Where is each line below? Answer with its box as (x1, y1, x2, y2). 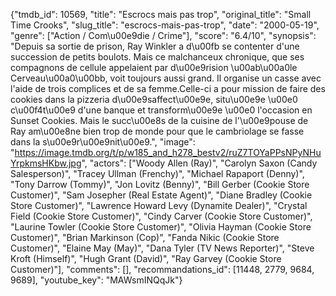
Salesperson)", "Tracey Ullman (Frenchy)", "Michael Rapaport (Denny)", (10, 168, 305, 179)
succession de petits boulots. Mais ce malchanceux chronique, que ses (10, 51, 305, 63)
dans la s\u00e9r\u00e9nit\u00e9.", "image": (10, 136, 196, 148)
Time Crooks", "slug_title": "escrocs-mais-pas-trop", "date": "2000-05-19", (10, 19, 320, 31)
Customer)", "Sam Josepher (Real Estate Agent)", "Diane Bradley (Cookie (10, 189, 313, 201)
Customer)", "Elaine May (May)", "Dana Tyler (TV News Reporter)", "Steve (10, 242, 315, 254)
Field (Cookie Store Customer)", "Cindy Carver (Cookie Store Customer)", (10, 210, 313, 222)
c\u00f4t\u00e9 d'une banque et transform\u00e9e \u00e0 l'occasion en (10, 104, 313, 116)
